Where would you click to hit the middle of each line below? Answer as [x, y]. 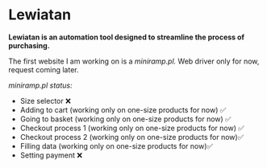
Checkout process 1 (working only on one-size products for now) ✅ [132, 128]
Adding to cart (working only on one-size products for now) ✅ [123, 109]
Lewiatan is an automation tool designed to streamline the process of [126, 37]
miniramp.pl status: [40, 85]
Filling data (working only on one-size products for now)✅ [117, 145]
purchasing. [29, 45]
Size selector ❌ [45, 100]
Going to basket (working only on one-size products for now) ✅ [125, 119]
